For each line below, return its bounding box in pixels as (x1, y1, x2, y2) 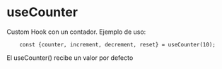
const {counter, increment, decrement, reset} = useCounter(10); (19, 41, 216, 48)
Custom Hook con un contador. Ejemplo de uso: (6, 27, 146, 36)
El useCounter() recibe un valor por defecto (6, 54, 134, 62)
